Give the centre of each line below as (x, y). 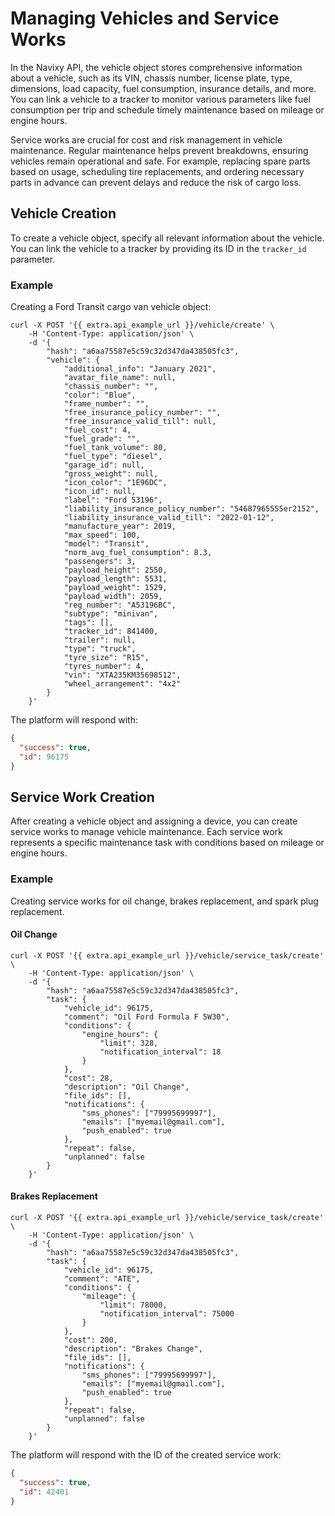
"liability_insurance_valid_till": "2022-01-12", (169, 518)
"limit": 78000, (133, 1305)
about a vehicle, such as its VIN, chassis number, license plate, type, (151, 78)
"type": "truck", (100, 649)
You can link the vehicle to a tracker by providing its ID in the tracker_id (158, 248)
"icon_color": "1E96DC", (115, 483)
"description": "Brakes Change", (133, 1349)
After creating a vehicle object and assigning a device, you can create (154, 821)
